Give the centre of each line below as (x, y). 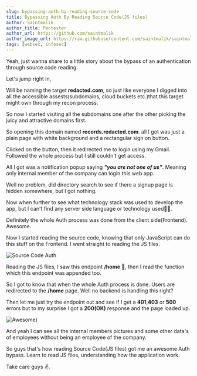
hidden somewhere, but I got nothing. (51, 191)
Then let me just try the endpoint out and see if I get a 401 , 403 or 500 (91, 302)
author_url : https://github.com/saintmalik (60, 34)
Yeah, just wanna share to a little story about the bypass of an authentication (98, 61)
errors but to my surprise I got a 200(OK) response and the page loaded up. (98, 308)
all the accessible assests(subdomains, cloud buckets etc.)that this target (95, 96)
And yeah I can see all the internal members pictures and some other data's (98, 331)
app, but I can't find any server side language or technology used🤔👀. (89, 208)
